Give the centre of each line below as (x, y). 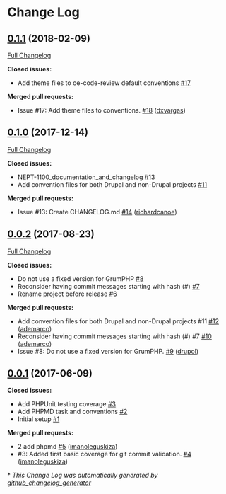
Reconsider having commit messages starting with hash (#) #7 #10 (114, 336)
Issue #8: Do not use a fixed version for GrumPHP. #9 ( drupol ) (108, 351)
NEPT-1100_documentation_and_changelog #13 (86, 177)
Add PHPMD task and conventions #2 (72, 412)
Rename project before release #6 (67, 294)
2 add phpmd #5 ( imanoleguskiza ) (67, 447)
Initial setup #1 (38, 419)
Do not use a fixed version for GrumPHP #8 (81, 278)
